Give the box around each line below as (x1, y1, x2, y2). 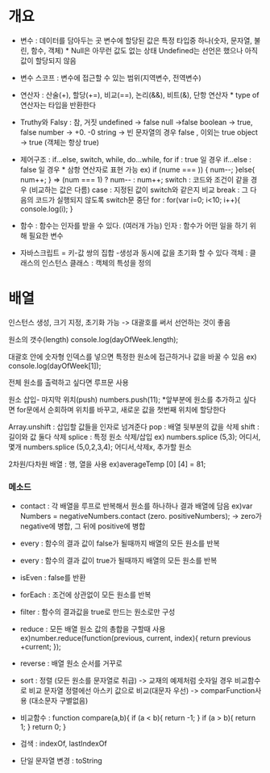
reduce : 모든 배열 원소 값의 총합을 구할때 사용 (19, 625, 166, 634)
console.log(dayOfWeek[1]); (8, 361, 102, 370)
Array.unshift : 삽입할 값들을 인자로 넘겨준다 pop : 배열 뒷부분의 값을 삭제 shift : (8, 421, 260, 432)
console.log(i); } (19, 203, 73, 214)
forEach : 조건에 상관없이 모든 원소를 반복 (19, 590, 152, 600)
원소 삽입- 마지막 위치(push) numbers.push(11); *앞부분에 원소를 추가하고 (8, 395, 242, 404)
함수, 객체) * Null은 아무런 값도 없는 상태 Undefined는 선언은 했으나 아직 (31, 45, 258, 55)
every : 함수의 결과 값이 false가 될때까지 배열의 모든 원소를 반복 (19, 538, 220, 549)
